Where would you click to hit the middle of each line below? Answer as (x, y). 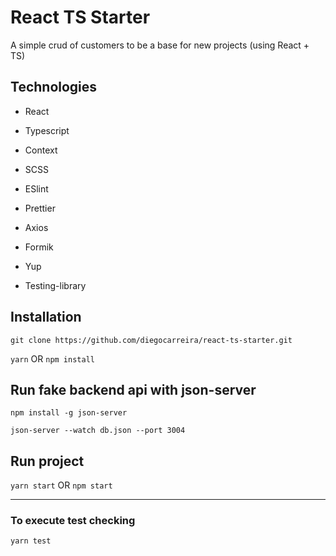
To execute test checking (73, 521)
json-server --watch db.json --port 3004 (98, 431)
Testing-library (55, 285)
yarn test (31, 541)
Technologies (54, 87)
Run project (47, 461)
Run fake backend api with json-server (133, 389)
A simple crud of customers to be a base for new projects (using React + (160, 45)
